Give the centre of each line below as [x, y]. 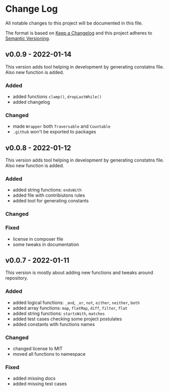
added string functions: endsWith [47, 190]
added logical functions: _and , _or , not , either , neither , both [76, 303]
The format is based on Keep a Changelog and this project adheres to [79, 33]
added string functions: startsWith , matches [59, 313]
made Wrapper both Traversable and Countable [62, 126]
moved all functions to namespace [49, 354]
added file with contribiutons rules [49, 195]
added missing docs [34, 378]
